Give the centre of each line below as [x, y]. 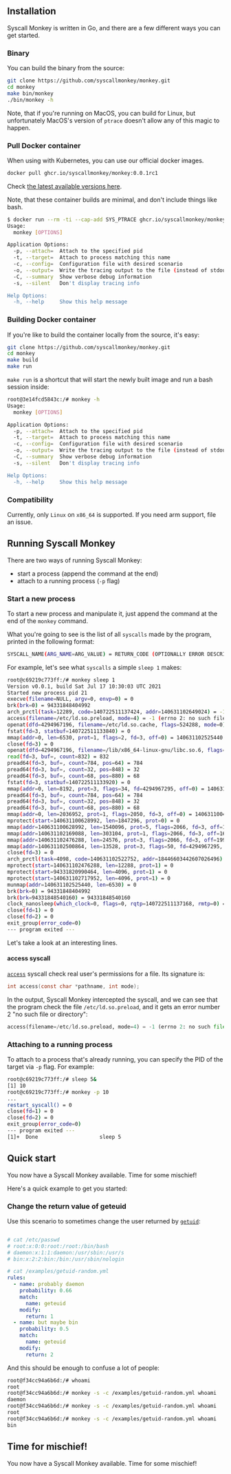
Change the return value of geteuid [67, 1206]
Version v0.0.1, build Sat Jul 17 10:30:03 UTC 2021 [84, 686]
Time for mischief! [47, 1447]
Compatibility [30, 500]
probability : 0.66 [46, 1291]
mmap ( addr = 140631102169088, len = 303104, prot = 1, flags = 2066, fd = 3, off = [113, 833]
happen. [19, 127]
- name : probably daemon [49, 1284]
